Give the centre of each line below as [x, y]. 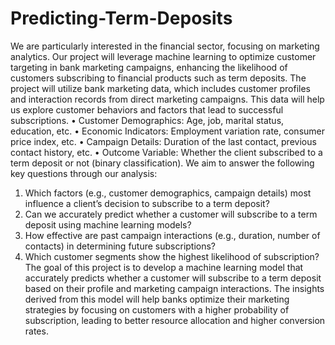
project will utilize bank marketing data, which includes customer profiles [160, 88]
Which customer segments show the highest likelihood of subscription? [172, 256]
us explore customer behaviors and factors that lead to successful [147, 109]
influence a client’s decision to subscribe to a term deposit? [147, 203]
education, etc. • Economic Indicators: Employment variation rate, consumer [168, 131]
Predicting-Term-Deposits [121, 18]
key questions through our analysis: [84, 173]
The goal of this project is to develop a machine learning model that [164, 267]
